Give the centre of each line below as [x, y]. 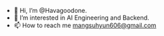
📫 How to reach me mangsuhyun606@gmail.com [85, 25]
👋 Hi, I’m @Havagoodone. [51, 11]
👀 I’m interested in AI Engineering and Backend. [82, 18]
